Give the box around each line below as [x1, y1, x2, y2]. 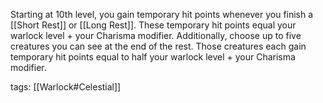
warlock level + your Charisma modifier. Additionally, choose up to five [10, 30, 302, 41]
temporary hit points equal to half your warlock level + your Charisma [10, 51, 296, 63]
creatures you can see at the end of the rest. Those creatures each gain [10, 40, 307, 52]
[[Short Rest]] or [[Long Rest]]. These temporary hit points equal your [10, 19, 297, 31]
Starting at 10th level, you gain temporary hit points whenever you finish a [10, 9, 314, 20]
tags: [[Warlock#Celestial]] [10, 81, 122, 93]
